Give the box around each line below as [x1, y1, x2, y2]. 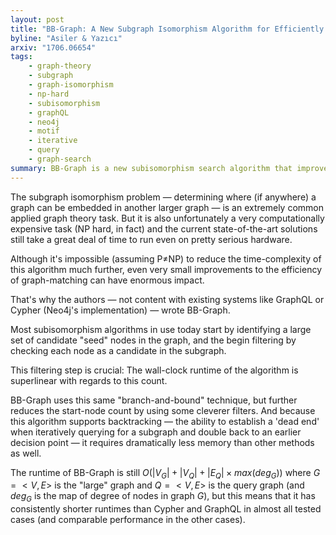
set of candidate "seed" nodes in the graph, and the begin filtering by [10, 334, 297, 346]
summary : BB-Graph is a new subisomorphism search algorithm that [10, 163, 293, 173]
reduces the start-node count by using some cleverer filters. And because [10, 404, 316, 416]
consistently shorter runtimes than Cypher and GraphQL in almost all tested [10, 503, 322, 515]
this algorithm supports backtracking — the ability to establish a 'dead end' [10, 415, 320, 427]
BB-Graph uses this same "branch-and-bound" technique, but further [10, 394, 298, 406]
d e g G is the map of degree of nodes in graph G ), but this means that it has [10, 490, 316, 505]
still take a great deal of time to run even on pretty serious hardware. [10, 233, 293, 245]
